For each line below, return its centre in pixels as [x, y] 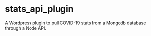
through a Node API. [26, 28]
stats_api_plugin [39, 9]
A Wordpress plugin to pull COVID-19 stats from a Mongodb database [75, 23]
